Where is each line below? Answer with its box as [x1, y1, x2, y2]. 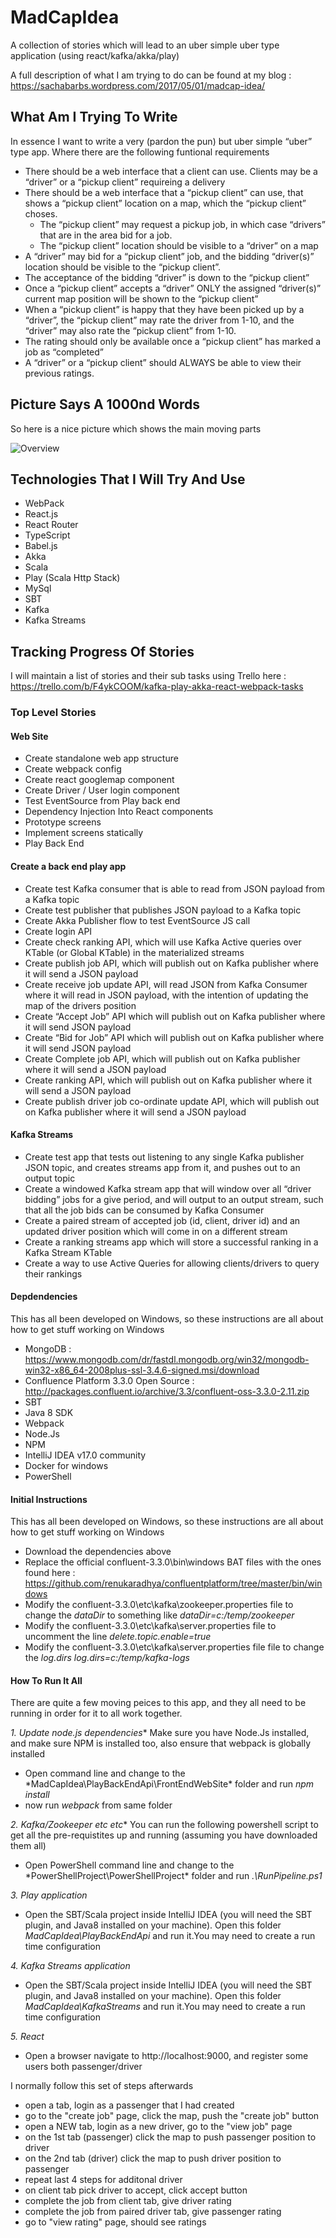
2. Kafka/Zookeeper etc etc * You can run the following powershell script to [10, 1819, 319, 1831]
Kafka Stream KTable [24, 1246, 113, 1258]
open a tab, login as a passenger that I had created [24, 2099, 235, 2111]
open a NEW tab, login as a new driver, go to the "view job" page [24, 2121, 293, 2133]
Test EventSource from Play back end [24, 795, 181, 807]
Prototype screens [24, 816, 102, 828]
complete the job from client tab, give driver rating [24, 2195, 232, 2207]
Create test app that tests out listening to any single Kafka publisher [24, 1151, 305, 1163]
